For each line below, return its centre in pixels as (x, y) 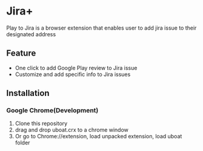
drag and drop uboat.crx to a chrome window (72, 130)
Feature (21, 53)
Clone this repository (41, 124)
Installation (28, 93)
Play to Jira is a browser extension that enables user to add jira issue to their (101, 28)
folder (22, 143)
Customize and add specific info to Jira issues (73, 74)
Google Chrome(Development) (52, 111)
